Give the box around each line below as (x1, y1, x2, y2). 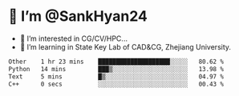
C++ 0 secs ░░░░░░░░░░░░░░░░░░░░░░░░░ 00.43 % (8, 80, 225, 88)
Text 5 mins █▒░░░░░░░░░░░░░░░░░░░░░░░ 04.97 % (8, 72, 225, 81)
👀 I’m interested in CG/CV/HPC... (19, 34, 128, 43)
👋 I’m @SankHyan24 (8, 7, 148, 26)
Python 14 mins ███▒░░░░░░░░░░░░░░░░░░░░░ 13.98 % (8, 65, 225, 73)
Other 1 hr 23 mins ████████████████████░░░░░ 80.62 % (8, 58, 225, 66)
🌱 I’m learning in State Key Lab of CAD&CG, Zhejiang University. (19, 42, 231, 51)
